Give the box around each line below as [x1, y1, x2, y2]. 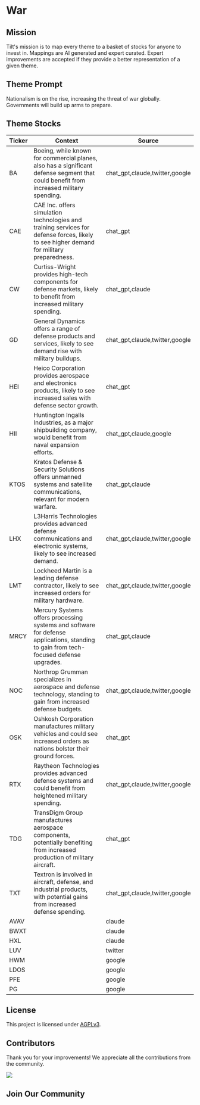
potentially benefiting [33, 838, 93, 846]
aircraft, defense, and [33, 877, 93, 886]
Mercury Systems [33, 606, 83, 614]
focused [33, 650, 57, 659]
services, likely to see [33, 339, 94, 347]
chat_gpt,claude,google [105, 429, 171, 438]
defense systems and [33, 776, 94, 785]
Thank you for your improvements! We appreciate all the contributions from [6, 1054, 191, 1061]
